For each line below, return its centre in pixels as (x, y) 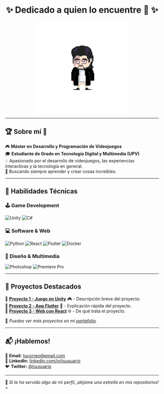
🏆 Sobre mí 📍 (26, 132)
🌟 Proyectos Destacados (43, 287)
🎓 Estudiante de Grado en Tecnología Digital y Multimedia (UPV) (72, 153)
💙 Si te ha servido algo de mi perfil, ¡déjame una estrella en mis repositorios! (82, 382)
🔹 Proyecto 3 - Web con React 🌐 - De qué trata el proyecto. (65, 311)
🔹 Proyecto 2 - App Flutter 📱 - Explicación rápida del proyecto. (68, 306)
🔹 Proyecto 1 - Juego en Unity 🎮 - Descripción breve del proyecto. (73, 299)
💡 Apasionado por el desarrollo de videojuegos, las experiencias (70, 160)
